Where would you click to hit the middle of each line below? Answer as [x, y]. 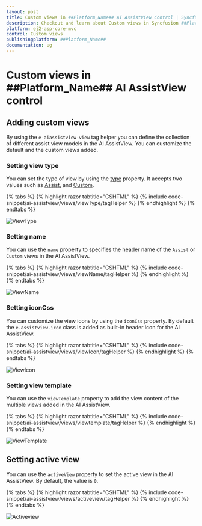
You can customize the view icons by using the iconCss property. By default [100, 321]
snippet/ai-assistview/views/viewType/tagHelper [67, 203]
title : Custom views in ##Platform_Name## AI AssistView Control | [93, 17]
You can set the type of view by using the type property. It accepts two [94, 179]
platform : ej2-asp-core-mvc [41, 29]
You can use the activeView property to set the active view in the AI [90, 474]
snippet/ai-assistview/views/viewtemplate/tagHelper [72, 423]
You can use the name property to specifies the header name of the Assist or [101, 249]
